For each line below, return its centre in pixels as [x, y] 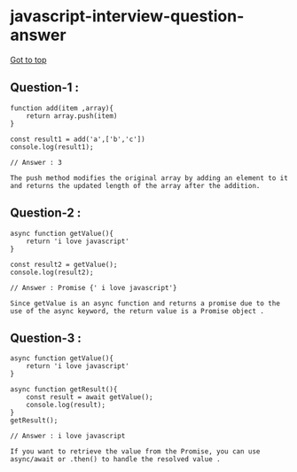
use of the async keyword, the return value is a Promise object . [137, 311]
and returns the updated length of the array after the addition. [135, 185]
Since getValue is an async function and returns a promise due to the [145, 303]
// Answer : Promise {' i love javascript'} [94, 287]
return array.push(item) [72, 116]
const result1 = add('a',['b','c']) [78, 139]
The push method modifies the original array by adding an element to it [149, 178]
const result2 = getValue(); [64, 264]
